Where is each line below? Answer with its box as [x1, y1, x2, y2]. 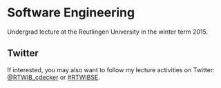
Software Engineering [7, 5, 135, 21]
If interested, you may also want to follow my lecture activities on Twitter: [7, 65, 215, 74]
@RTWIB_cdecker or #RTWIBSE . [7, 73, 100, 81]
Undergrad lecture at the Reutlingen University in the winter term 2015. [7, 27, 209, 36]
